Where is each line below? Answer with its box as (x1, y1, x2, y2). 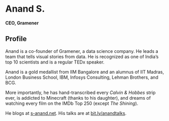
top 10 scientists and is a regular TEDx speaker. (5, 59, 105, 65)
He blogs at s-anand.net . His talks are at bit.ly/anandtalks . (5, 110, 127, 116)
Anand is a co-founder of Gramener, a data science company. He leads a (5, 48, 159, 54)
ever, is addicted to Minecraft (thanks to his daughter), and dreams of (5, 95, 151, 101)
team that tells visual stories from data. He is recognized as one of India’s (5, 53, 159, 59)
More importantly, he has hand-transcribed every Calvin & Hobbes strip (5, 89, 156, 96)
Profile (5, 35, 27, 43)
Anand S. (5, 3, 45, 15)
